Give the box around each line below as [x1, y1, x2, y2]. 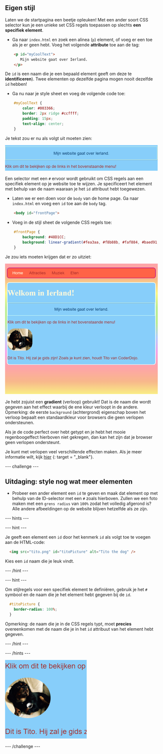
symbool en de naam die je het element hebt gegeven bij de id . [5, 592, 131, 598]
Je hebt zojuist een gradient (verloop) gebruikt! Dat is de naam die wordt [5, 399, 151, 405]
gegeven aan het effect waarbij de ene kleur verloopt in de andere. [5, 404, 139, 410]
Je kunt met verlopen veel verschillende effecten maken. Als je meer [5, 448, 142, 455]
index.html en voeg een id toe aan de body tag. [12, 201, 107, 207]
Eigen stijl [5, 4, 35, 12]
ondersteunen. [5, 419, 34, 425]
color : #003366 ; [22, 106, 55, 111]
